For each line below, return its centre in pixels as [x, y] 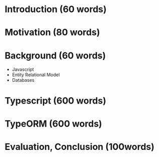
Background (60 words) [55, 55]
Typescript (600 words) [56, 101]
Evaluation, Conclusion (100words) [79, 147]
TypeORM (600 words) [54, 123]
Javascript [23, 70]
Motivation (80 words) [52, 33]
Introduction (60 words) [56, 9]
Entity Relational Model [36, 75]
